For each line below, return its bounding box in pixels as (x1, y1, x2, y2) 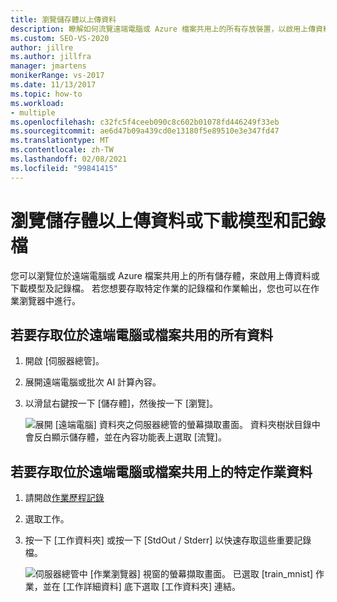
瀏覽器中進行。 (18, 294, 81, 306)
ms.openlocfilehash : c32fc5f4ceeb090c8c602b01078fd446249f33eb (10, 117, 280, 127)
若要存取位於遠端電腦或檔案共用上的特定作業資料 (10, 463, 313, 480)
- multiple (10, 107, 56, 118)
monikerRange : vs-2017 (10, 71, 105, 81)
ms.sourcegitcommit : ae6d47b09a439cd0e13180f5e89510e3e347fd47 (10, 126, 280, 136)
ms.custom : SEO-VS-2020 (10, 33, 110, 43)
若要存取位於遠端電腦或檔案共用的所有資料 (10, 326, 273, 343)
